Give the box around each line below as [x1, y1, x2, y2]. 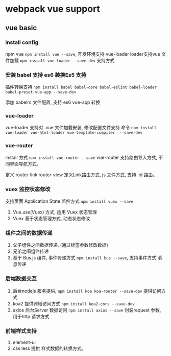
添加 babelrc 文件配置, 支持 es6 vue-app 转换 [5, 99, 101, 105]
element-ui [12, 339, 36, 345]
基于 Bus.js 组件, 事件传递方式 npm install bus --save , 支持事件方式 [12, 255, 157, 261]
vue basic [5, 23, 37, 32]
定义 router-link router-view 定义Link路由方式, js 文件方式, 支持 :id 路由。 [5, 172, 157, 178]
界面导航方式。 [9, 160, 41, 167]
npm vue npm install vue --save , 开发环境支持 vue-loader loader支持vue [5, 51, 161, 57]
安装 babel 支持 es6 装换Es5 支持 [5, 71, 87, 78]
